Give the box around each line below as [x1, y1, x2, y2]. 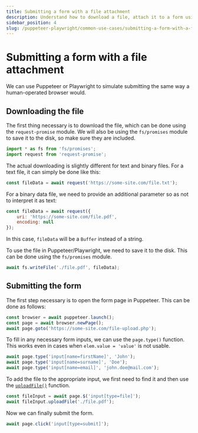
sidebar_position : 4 [6, 20, 57, 25]
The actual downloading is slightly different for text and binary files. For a [6, 162, 184, 169]
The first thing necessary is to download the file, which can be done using [6, 122, 186, 129]
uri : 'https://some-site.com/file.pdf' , [16, 214, 117, 219]
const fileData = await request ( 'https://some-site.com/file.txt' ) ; [6, 180, 178, 186]
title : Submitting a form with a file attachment [6, 8, 131, 15]
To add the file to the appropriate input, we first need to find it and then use [6, 376, 189, 383]
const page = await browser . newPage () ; [6, 320, 104, 326]
